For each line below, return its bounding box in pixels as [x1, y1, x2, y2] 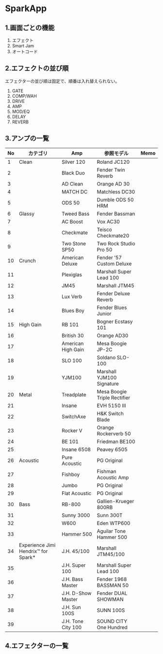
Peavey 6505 [97, 446, 128, 453]
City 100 [61, 624, 82, 631]
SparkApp [5, 3, 47, 14]
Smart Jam [12, 43, 34, 49]
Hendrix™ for [19, 548, 48, 555]
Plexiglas [61, 271, 82, 278]
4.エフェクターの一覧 [5, 642, 69, 650]
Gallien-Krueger [97, 498, 134, 504]
